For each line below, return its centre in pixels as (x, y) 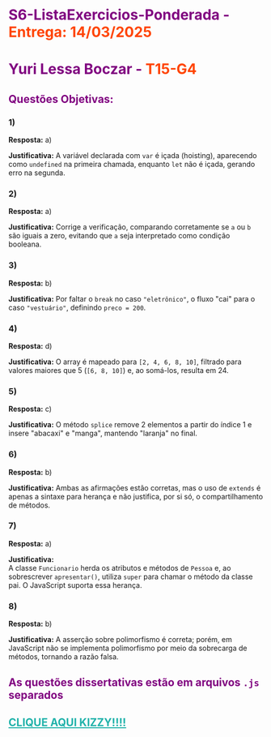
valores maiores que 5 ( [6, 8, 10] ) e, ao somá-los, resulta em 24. (119, 370)
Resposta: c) (30, 409)
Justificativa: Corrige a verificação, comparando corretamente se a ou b (130, 227)
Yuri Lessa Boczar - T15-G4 (103, 69)
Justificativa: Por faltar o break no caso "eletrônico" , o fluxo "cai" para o (132, 298)
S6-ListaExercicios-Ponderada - (119, 15)
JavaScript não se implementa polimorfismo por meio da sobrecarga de (128, 648)
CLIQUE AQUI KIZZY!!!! (68, 722)
